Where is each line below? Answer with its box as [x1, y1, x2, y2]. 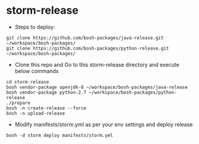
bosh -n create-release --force [6, 105, 86, 111]
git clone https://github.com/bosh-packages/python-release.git [6, 45, 169, 51]
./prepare [6, 100, 31, 106]
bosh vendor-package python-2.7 [6, 89, 86, 96]
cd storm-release [6, 79, 49, 85]
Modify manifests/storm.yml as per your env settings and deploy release [14, 121, 193, 128]
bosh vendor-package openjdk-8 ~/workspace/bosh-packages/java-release [6, 84, 188, 90]
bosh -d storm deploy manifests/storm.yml [6, 132, 113, 138]
